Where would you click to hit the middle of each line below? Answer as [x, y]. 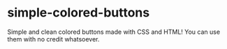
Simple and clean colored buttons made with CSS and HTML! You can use [114, 32]
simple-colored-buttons [79, 13]
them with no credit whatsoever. [53, 39]
